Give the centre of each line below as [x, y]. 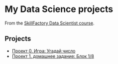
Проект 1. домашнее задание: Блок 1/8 [53, 56]
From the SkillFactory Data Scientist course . [50, 23]
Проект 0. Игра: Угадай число [44, 50]
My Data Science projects [59, 9]
